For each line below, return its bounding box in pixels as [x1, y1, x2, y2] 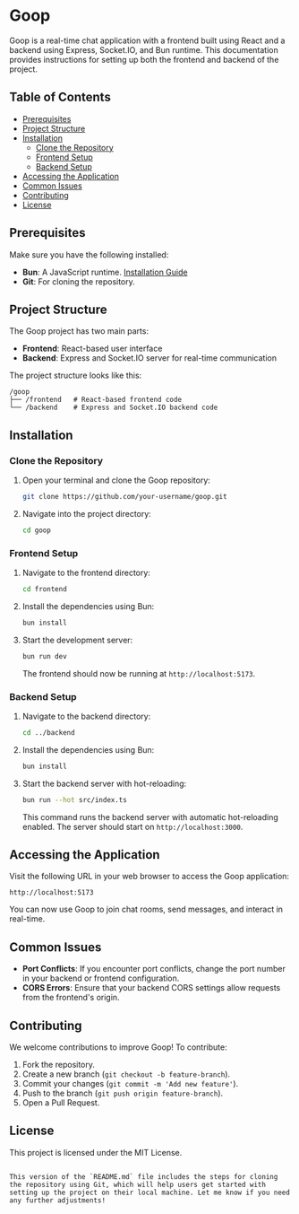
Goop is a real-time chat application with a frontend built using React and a [9, 35, 286, 46]
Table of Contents [9, 90, 112, 105]
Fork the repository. [21, 1060, 96, 1070]
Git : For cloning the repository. [21, 275, 136, 287]
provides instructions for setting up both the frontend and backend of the [9, 54, 279, 65]
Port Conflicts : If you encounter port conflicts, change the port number [21, 964, 286, 974]
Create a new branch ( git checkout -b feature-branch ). [21, 1069, 231, 1079]
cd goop [21, 526, 51, 535]
